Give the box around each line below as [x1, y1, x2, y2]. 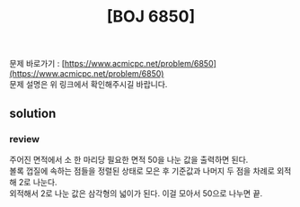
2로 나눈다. [18, 176, 57, 187]
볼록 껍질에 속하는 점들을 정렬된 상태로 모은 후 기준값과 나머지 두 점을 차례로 [9, 165, 276, 176]
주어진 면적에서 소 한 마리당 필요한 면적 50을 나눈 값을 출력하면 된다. [9, 154, 249, 165]
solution [9, 105, 57, 121]
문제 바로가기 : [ [9, 58, 66, 69]
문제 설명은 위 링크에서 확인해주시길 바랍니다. [9, 79, 168, 90]
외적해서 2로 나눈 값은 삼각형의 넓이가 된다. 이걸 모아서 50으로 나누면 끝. [9, 187, 263, 199]
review [9, 132, 40, 145]
